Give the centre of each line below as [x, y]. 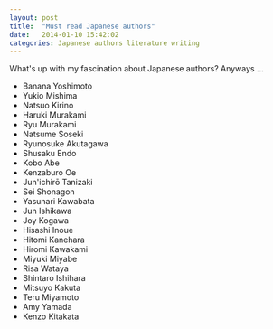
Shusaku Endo [49, 154]
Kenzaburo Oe [49, 173]
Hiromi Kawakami [55, 249]
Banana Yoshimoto [57, 86]
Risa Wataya [46, 268]
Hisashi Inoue [48, 230]
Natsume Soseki [53, 134]
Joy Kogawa [46, 221]
